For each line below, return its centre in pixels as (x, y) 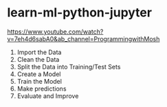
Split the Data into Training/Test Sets (69, 67)
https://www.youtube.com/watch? (55, 32)
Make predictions (42, 88)
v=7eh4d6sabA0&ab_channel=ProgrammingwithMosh (83, 38)
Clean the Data (38, 59)
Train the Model (39, 81)
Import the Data (39, 52)
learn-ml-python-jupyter (80, 13)
